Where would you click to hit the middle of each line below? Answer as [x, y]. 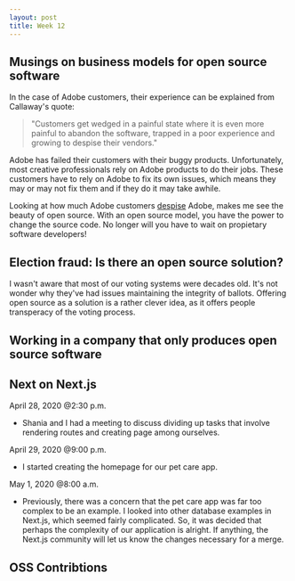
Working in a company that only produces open [143, 340]
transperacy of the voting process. [72, 312]
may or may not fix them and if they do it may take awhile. [115, 189]
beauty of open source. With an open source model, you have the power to [147, 216]
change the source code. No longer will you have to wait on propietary [138, 225]
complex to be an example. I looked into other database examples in [147, 511]
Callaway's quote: [42, 107]
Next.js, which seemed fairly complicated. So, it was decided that [142, 520]
